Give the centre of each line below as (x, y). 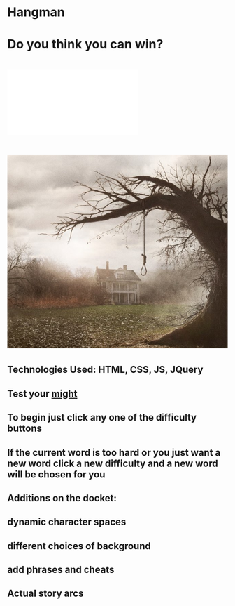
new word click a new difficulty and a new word (113, 463)
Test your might (42, 394)
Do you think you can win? (85, 45)
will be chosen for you (56, 474)
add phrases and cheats (61, 570)
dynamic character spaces (67, 522)
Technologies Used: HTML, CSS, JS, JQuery (105, 370)
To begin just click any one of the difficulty (102, 417)
